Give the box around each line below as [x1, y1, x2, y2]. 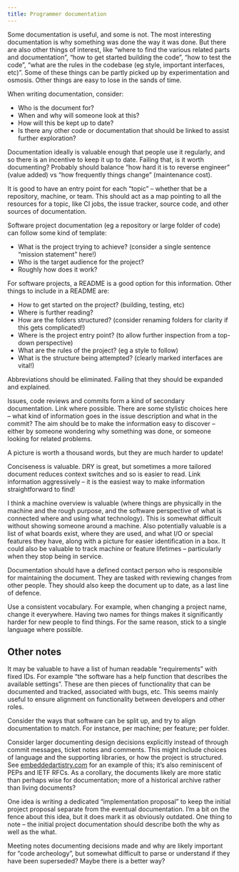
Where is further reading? [17, 308, 94, 317]
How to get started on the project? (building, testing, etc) [17, 300, 185, 309]
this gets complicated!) [17, 323, 86, 332]
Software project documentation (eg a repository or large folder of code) [7, 221, 221, 229]
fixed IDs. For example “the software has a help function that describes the [7, 673, 228, 681]
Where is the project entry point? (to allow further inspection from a [17, 330, 216, 340]
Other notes [7, 646, 62, 658]
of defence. [7, 588, 41, 597]
